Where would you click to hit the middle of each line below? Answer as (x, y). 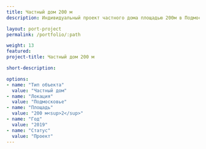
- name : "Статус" (29, 130)
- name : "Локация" (30, 96)
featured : (19, 52)
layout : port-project (34, 29)
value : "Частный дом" (40, 90)
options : (17, 79)
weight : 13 (20, 46)
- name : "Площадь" (30, 108)
